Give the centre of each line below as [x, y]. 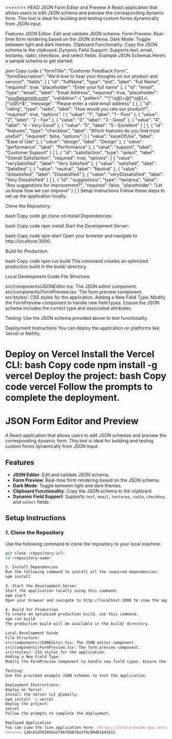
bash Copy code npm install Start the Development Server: [67, 226]
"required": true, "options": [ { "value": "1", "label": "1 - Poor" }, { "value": [82, 114]
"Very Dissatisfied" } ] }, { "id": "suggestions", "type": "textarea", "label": [82, 180]
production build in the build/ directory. [47, 266]
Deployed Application [28, 723]
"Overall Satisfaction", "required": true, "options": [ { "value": [69, 158]
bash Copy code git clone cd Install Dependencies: [59, 216]
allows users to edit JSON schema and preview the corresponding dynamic [85, 13]
